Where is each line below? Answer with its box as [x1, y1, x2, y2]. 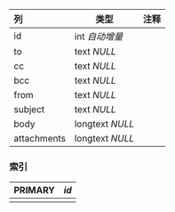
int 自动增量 [74, 30, 123, 43]
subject [13, 103, 45, 115]
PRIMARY [13, 184, 55, 197]
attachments [13, 133, 67, 144]
